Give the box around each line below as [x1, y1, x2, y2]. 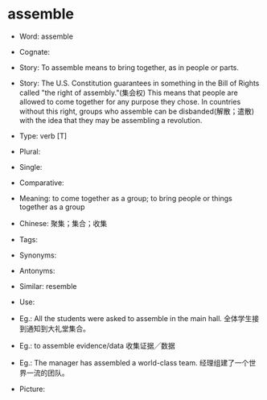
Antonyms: [18, 266, 55, 275]
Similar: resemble [18, 281, 77, 291]
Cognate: [18, 47, 50, 56]
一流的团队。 [26, 368, 69, 377]
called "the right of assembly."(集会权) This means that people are [18, 88, 238, 97]
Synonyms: [18, 250, 57, 260]
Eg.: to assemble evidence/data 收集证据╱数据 [18, 340, 175, 350]
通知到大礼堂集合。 [26, 324, 90, 333]
